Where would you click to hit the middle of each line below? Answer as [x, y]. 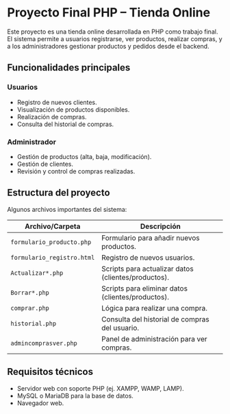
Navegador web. [40, 403]
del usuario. [120, 328]
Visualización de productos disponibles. [73, 109]
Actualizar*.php [37, 273]
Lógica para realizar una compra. [154, 308]
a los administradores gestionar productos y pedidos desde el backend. [108, 46]
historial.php [34, 323]
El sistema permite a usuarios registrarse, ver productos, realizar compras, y [115, 38]
